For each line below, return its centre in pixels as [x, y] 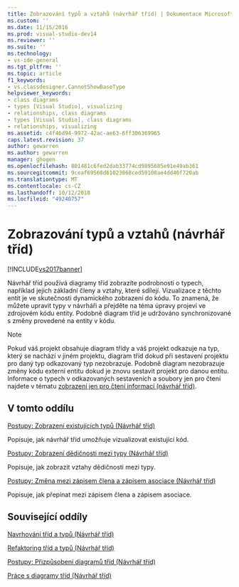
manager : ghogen [31, 160]
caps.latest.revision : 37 [46, 139]
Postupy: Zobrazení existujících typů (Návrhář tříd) [81, 425]
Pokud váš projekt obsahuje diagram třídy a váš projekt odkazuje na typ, [113, 349]
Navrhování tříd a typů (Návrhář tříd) [61, 534]
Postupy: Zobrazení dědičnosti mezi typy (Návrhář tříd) [88, 453]
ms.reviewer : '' [31, 41]
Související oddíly [48, 517]
